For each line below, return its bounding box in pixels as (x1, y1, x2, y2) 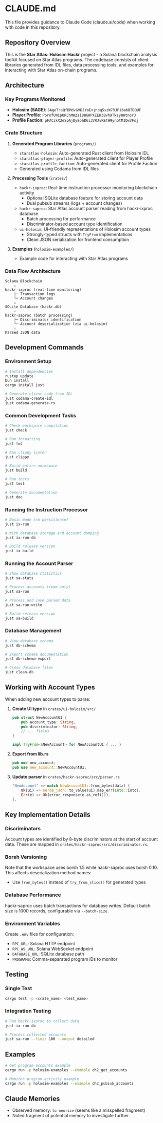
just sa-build (5, 616, 34, 621)
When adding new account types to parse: (5, 696, 91, 702)
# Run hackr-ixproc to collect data (5, 1018, 79, 1024)
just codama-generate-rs (5, 400, 55, 406)
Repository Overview (5, 39, 71, 47)
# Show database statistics (5, 571, 62, 576)
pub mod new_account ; (12, 760, 56, 765)
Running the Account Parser (5, 560, 73, 567)
